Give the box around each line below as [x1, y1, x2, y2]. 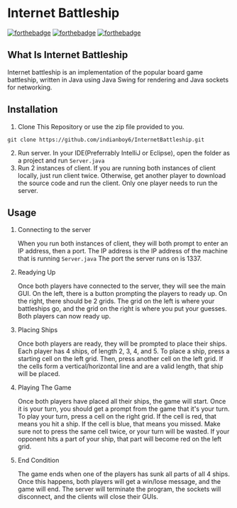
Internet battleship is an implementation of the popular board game [7, 67, 204, 76]
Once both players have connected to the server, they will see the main [17, 282, 226, 290]
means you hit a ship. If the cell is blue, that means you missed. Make [17, 420, 221, 429]
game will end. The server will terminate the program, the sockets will [17, 485, 221, 494]
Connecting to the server [17, 226, 91, 234]
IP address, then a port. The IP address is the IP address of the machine [17, 247, 228, 255]
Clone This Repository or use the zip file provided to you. [17, 122, 184, 131]
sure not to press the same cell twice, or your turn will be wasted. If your [17, 427, 230, 436]
